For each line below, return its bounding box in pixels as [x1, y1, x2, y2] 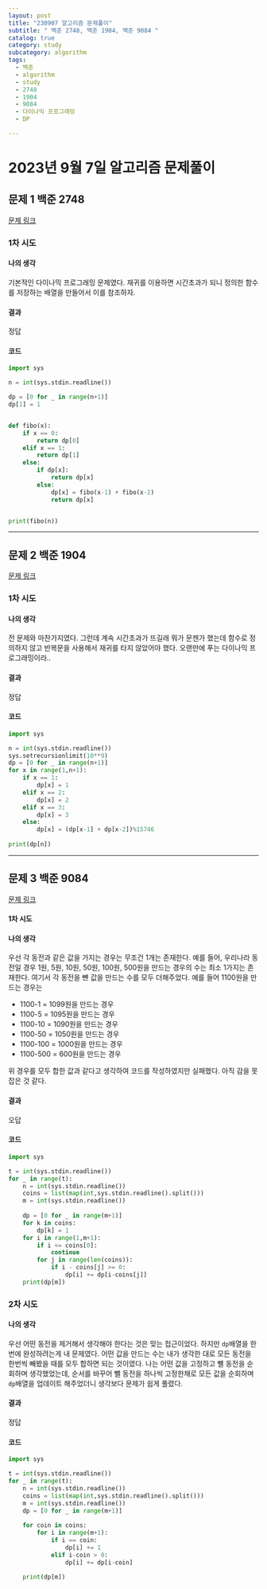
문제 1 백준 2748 [8, 192, 85, 207]
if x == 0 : [22, 429, 59, 437]
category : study [8, 41, 62, 49]
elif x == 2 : [22, 788, 66, 796]
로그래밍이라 [8, 653, 48, 662]
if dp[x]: [37, 466, 69, 474]
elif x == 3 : [22, 803, 66, 811]
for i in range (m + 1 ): [37, 1529, 109, 1537]
